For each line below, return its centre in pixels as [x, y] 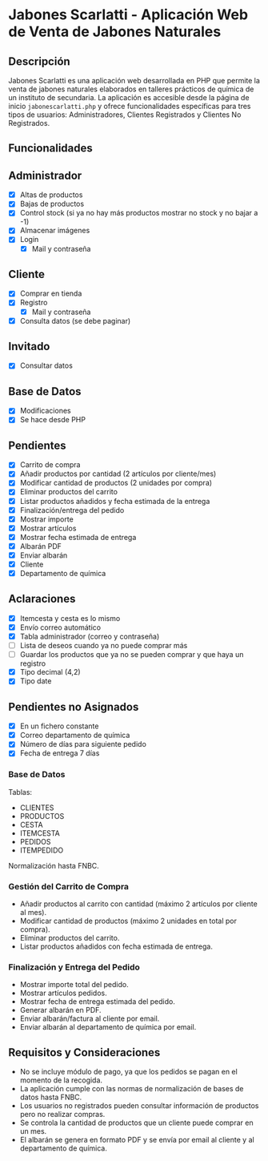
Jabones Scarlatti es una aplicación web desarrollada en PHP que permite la [134, 81]
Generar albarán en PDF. [60, 1010]
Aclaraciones [42, 599]
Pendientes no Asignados [74, 707]
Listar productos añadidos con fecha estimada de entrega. [116, 946]
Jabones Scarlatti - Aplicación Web [128, 15]
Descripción [39, 61]
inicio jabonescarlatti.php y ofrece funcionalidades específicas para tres [130, 106]
